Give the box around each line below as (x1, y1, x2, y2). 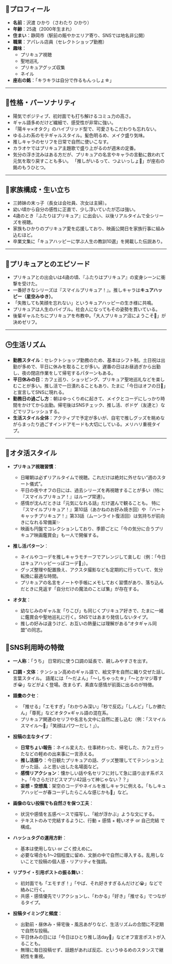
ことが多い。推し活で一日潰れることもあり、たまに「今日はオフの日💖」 (17, 383, 166, 389)
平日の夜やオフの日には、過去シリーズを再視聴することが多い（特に (20, 487, 164, 493)
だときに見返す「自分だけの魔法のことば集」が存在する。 (20, 586, 142, 592)
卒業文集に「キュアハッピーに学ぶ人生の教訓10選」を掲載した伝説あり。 (12, 238, 165, 244)
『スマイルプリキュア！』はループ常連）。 (20, 494, 108, 500)
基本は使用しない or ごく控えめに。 (20, 845, 95, 852)
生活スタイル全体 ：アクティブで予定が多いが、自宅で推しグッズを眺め (12, 415, 160, 421)
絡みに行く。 (20, 886, 48, 893)
